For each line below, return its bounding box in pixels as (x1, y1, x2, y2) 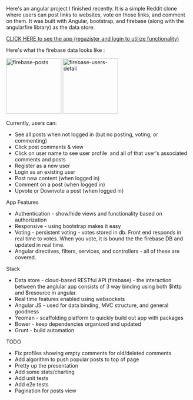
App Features (6, 199, 39, 206)
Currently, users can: (6, 120, 57, 126)
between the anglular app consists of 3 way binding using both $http (14, 283, 182, 290)
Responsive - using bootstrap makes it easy (14, 223, 121, 229)
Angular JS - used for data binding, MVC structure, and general (14, 302, 169, 309)
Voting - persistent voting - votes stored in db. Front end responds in (14, 229, 181, 236)
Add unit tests (14, 375, 49, 382)
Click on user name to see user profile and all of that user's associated (14, 150, 188, 157)
